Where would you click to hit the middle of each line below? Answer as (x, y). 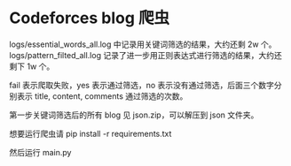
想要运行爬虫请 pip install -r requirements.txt (90, 133)
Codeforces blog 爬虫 (90, 18)
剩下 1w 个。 (32, 66)
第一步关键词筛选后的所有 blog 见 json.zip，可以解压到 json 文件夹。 (134, 115)
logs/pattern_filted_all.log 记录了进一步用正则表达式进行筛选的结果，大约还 (145, 55)
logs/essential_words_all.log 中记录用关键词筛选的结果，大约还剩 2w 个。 (143, 44)
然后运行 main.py (40, 152)
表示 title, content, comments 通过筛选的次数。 (102, 96)
